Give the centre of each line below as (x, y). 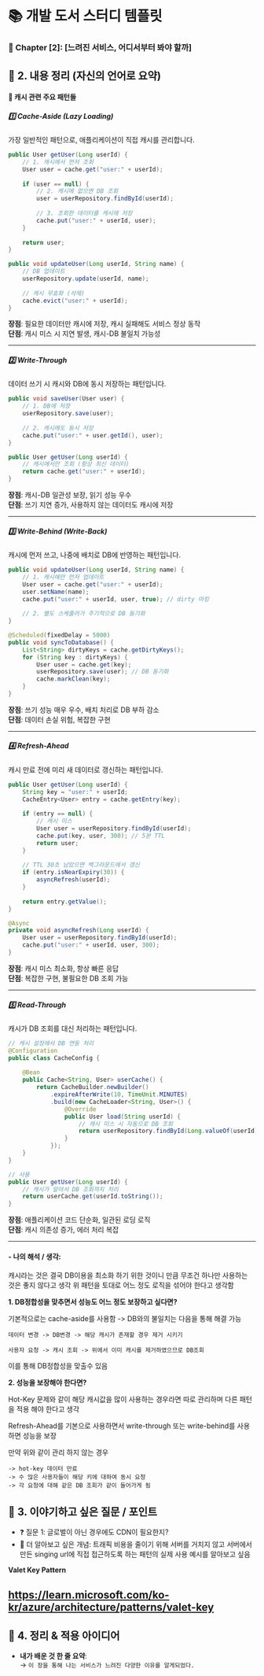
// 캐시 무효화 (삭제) (53, 293)
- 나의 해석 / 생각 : (35, 1257)
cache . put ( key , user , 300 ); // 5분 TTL (101, 836)
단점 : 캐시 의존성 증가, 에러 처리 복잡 (64, 1230)
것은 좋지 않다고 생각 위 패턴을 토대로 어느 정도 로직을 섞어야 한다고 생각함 (121, 1285)
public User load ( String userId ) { (122, 1117)
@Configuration (33, 1050)
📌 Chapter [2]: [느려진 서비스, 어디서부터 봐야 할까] (100, 48)
